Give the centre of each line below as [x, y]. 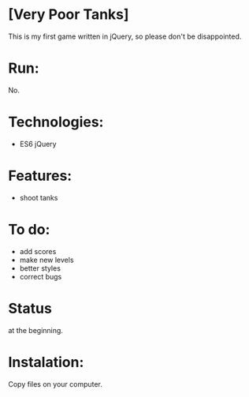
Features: [40, 176]
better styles [40, 268]
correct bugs [41, 276]
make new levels [46, 260]
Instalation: [46, 362]
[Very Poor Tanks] [69, 15]
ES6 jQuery [38, 144]
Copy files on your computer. [55, 384]
